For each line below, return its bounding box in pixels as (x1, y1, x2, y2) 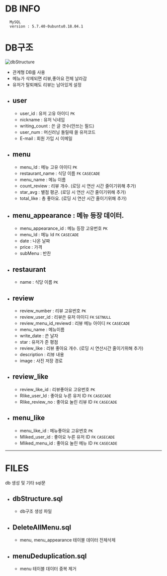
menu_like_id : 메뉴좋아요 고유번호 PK (19, 428, 93, 434)
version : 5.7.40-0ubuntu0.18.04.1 (9, 23, 83, 29)
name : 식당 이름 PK (19, 279, 58, 285)
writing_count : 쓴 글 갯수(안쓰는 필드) (19, 123, 94, 129)
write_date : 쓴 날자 (19, 333, 59, 339)
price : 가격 (19, 244, 42, 250)
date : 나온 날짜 (19, 238, 50, 244)
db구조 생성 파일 (19, 508, 52, 515)
